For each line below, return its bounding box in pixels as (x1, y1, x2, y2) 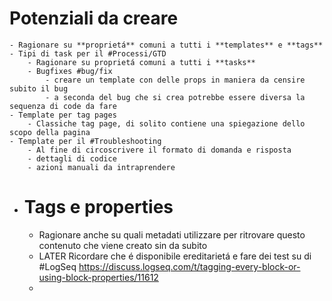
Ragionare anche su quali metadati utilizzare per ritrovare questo (38, 228, 306, 241)
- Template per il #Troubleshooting (9, 136, 162, 146)
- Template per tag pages (9, 110, 117, 120)
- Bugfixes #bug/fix (27, 66, 113, 76)
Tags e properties (23, 196, 174, 219)
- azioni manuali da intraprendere (27, 162, 176, 172)
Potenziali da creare (9, 7, 179, 30)
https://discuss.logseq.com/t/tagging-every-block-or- (78, 260, 301, 272)
